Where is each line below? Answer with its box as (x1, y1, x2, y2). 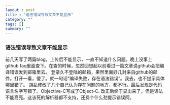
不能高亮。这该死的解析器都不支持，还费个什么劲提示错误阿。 (5, 94, 134, 100)
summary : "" (5, 26, 30, 31)
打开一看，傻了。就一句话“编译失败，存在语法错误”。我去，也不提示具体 (14, 76, 165, 82)
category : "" (5, 17, 33, 22)
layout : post (5, 7, 36, 13)
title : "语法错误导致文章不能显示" (5, 12, 74, 17)
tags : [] (5, 21, 24, 27)
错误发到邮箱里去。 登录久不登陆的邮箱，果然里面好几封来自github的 (9, 69, 153, 75)
